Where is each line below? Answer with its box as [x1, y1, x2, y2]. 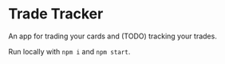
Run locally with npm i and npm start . [8, 46, 131, 56]
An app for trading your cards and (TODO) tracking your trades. [8, 31, 217, 41]
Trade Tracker [8, 5, 104, 23]
